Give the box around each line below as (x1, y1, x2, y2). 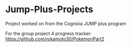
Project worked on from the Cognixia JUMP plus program (5, 20, 126, 27)
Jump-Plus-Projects (5, 4, 94, 15)
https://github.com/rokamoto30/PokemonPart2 (5, 36, 105, 42)
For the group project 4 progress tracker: (5, 30, 92, 36)
